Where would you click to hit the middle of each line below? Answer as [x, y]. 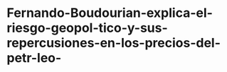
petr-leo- [34, 58]
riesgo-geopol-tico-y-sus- [87, 28]
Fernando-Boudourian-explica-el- [110, 13]
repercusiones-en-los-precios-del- [114, 43]
